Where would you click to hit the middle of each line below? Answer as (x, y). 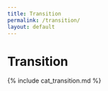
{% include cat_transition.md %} (54, 80)
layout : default (31, 27)
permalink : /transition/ (44, 20)
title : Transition (34, 14)
